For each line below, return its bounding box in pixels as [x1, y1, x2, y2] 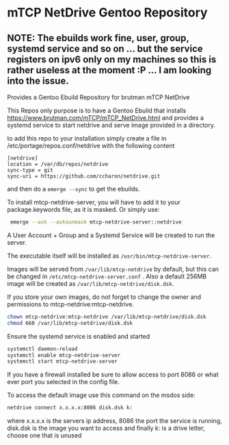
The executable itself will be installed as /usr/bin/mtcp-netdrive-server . [7, 252, 212, 260]
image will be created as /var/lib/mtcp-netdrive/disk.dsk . [7, 279, 174, 287]
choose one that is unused [7, 431, 82, 440]
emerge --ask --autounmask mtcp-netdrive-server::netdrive [10, 219, 183, 226]
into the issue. [7, 75, 70, 86]
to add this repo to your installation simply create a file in [7, 134, 167, 142]
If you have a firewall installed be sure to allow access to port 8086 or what [7, 370, 219, 378]
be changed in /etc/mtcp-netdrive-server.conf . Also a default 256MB [7, 272, 207, 280]
